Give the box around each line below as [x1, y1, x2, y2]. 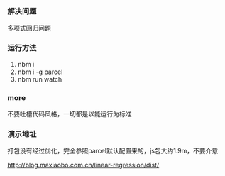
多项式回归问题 [7, 23, 51, 33]
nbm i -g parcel [17, 67, 63, 76]
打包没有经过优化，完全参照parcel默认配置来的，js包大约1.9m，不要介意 [7, 147, 219, 155]
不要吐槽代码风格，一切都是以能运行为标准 [7, 109, 132, 118]
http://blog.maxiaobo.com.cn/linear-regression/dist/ [7, 161, 160, 170]
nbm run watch [17, 75, 62, 83]
